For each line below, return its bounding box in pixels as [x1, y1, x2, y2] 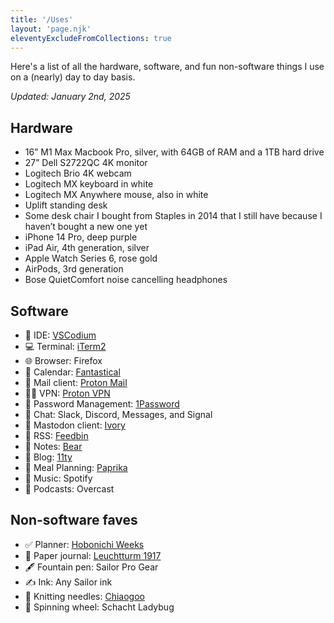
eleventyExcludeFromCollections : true [10, 33, 172, 43]
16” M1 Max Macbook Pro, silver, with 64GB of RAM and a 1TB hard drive [24, 146, 325, 158]
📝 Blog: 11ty [24, 451, 73, 463]
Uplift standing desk [24, 199, 108, 211]
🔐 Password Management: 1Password [24, 398, 180, 410]
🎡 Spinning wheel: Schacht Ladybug [24, 601, 175, 613]
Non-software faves [10, 512, 138, 529]
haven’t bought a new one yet [24, 221, 148, 233]
